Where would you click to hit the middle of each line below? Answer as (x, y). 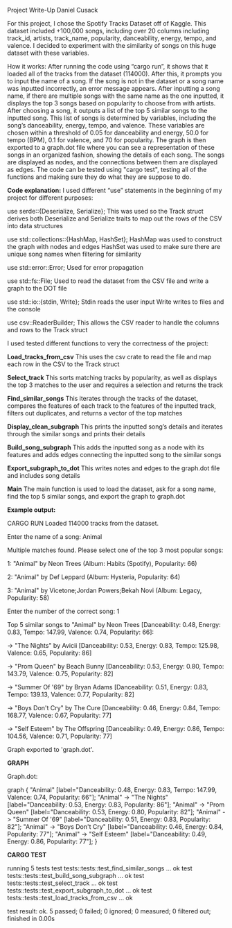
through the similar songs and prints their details (76, 434)
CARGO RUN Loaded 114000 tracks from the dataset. (83, 523)
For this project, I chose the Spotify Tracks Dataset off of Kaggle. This (107, 23)
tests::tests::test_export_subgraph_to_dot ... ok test (80, 890)
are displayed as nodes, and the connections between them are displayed (113, 162)
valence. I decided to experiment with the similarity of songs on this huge (112, 45)
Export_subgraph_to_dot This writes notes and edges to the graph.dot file (114, 468)
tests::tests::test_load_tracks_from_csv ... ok (70, 898)
